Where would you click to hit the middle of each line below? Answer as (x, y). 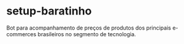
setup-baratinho (49, 11)
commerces (21, 34)
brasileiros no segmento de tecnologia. (87, 34)
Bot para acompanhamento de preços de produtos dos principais (89, 28)
